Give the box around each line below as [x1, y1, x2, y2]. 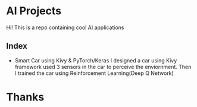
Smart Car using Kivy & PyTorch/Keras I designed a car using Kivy [14, 56, 177, 64]
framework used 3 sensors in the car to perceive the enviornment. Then [14, 63, 192, 70]
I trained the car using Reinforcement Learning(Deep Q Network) [14, 70, 174, 77]
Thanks [6, 90, 45, 103]
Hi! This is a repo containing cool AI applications [6, 24, 124, 31]
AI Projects [6, 4, 61, 18]
